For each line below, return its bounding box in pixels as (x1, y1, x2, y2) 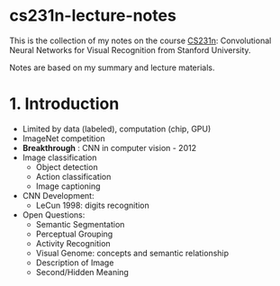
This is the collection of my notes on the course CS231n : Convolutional (9, 35, 272, 46)
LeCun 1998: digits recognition (35, 200, 150, 210)
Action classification (35, 171, 112, 182)
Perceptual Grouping (35, 228, 113, 239)
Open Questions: (22, 209, 86, 220)
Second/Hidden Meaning (35, 266, 129, 277)
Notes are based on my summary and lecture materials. (9, 62, 215, 73)
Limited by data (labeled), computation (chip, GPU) (22, 123, 212, 134)
